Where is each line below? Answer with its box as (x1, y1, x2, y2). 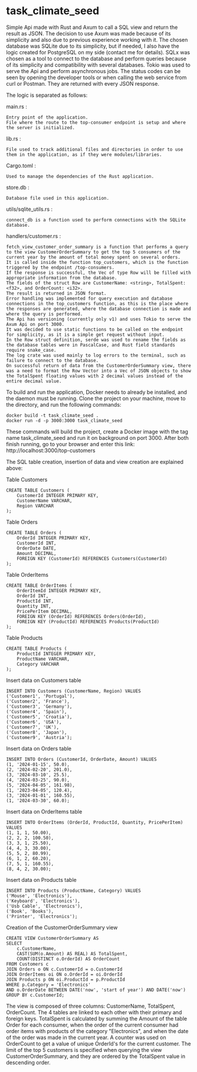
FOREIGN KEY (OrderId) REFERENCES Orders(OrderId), (17, 613, 146, 619)
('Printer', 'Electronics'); (6, 913, 78, 919)
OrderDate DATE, (17, 545, 57, 551)
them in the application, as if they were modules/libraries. (6, 152, 162, 158)
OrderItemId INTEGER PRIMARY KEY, (17, 587, 101, 594)
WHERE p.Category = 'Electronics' (6, 982, 91, 988)
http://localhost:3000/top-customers (6, 447, 96, 454)
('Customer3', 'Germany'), (6, 704, 73, 710)
